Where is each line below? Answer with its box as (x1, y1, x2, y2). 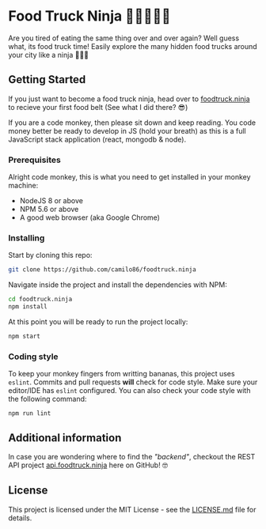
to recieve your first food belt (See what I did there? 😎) (8, 102, 188, 111)
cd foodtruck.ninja (8, 296, 73, 304)
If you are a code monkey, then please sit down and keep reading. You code (8, 118, 256, 127)
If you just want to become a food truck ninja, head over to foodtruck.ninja (8, 94, 250, 104)
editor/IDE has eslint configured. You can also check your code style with (8, 386, 251, 395)
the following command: (8, 395, 87, 404)
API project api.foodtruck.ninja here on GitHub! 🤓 (8, 460, 169, 470)
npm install (8, 303, 47, 311)
